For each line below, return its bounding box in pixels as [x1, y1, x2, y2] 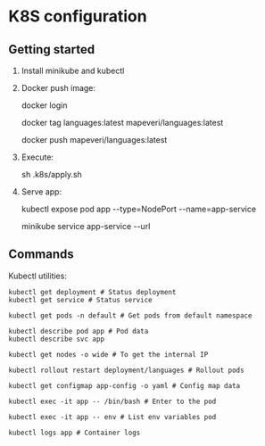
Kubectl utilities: [8, 270, 68, 281]
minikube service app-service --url [21, 221, 151, 231]
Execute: [21, 152, 54, 162]
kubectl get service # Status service [8, 295, 153, 304]
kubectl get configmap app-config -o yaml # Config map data [8, 381, 241, 390]
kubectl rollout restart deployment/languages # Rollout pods [8, 366, 244, 375]
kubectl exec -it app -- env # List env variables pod [8, 412, 217, 421]
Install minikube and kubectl [21, 65, 125, 76]
